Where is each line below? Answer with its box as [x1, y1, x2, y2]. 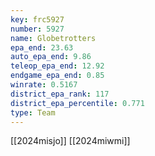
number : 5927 [10, 24, 65, 34]
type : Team [10, 107, 56, 118]
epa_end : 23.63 [10, 42, 74, 53]
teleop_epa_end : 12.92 [10, 61, 105, 71]
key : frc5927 [10, 14, 65, 25]
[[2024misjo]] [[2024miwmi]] [10, 135, 131, 147]
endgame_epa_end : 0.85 [10, 71, 105, 81]
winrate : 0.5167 [10, 80, 78, 90]
